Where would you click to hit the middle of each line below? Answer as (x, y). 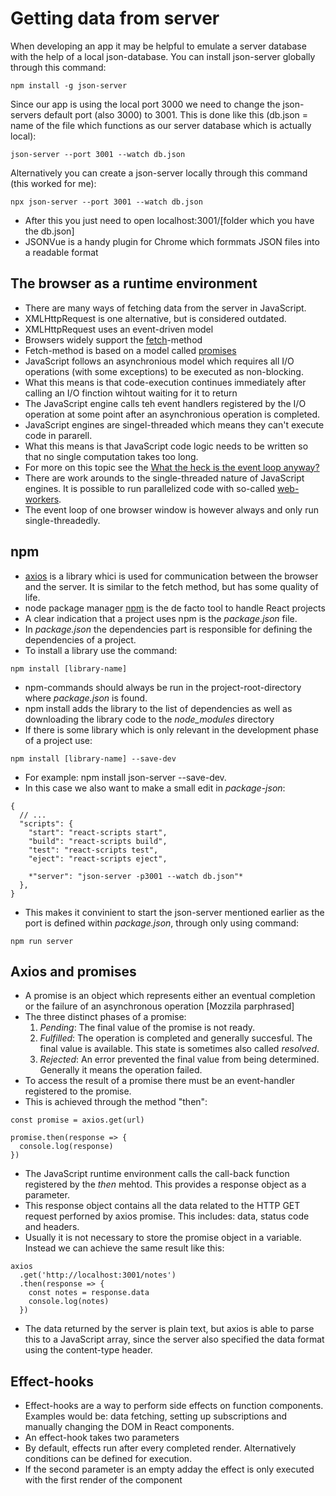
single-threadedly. (62, 520)
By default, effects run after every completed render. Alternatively (160, 1448)
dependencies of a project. (80, 639)
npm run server (42, 941)
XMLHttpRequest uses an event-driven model (119, 329)
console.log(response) (66, 1147)
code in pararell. (58, 435)
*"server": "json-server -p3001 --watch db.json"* (136, 876)
